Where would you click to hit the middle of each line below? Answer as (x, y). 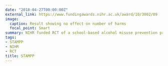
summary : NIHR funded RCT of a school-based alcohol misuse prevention (81, 33)
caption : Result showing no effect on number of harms (68, 24)
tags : (11, 38)
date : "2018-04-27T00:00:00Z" (37, 10)
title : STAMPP (20, 56)
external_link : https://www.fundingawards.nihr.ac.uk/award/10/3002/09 (81, 14)
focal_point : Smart (30, 28)
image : (12, 19)
